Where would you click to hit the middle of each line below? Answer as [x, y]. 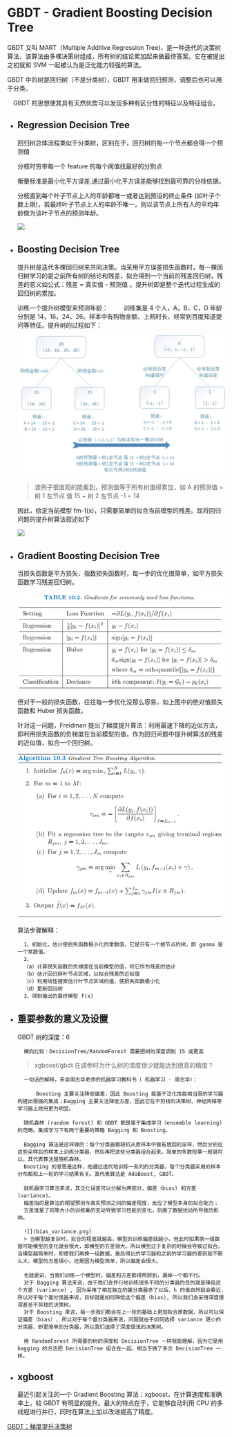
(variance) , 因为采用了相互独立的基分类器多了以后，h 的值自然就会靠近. [130, 1290]
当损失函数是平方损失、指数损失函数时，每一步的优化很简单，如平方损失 [120, 573]
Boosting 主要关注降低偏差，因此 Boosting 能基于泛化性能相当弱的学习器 [129, 1094]
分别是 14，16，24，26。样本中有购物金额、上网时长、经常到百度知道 [116, 316]
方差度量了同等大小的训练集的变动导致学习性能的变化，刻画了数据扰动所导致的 [119, 1210]
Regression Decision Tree [73, 125]
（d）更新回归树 [43, 989]
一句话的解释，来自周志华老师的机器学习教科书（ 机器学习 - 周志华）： [111, 1079]
